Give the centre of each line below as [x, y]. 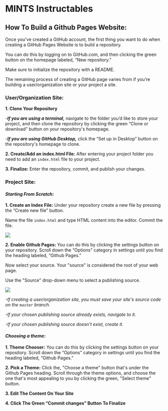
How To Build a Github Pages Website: [66, 27]
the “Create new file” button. [35, 211]
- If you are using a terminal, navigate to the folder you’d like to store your [82, 118]
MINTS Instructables [49, 9]
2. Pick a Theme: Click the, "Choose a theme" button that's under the [77, 367]
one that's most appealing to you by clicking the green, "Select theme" [78, 378]
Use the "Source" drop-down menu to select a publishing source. [73, 280]
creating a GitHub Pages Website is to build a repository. [63, 45]
